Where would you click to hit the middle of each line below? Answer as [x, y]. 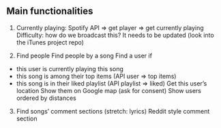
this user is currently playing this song [70, 68]
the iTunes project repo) [50, 42]
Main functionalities [50, 11]
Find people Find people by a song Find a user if [84, 55]
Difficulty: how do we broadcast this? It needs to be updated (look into [115, 35]
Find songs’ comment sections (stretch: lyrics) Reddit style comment [113, 111]
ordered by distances [46, 98]
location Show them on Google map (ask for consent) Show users [109, 90]
